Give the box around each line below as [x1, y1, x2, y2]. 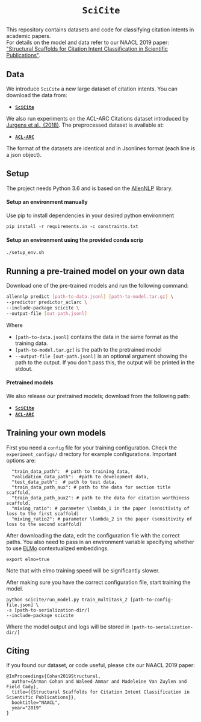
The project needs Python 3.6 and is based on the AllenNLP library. [6, 185, 173, 192]
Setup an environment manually [6, 198, 88, 206]
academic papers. [6, 33, 51, 40]
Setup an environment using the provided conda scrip [6, 236, 144, 243]
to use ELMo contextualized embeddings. [6, 545, 110, 552]
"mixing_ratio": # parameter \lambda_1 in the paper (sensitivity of [11, 505, 190, 511]
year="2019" [11, 705, 42, 711]
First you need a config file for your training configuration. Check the [6, 444, 178, 451]
